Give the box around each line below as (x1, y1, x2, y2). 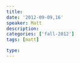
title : (6, 8, 23, 15)
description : (6, 25, 39, 32)
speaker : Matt (6, 20, 42, 26)
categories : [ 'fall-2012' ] (6, 31, 75, 37)
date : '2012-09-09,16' (6, 14, 64, 20)
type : (6, 47, 20, 54)
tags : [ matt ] (6, 37, 39, 43)
